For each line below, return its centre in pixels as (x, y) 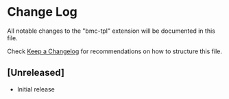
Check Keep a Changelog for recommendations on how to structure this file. (115, 51)
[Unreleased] (36, 73)
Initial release (36, 89)
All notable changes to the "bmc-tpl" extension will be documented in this (111, 31)
